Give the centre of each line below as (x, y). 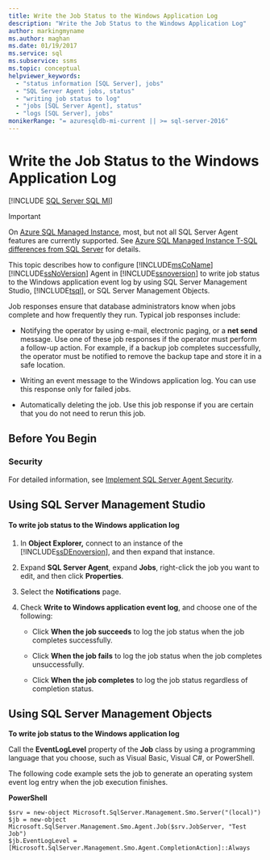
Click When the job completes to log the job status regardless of (140, 681)
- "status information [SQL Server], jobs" (89, 83)
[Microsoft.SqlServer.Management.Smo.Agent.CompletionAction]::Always (129, 848)
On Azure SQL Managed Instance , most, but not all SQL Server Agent (123, 232)
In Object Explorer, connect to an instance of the (102, 543)
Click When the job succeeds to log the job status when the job (138, 632)
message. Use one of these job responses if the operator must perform (138, 339)
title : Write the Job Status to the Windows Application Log (113, 16)
